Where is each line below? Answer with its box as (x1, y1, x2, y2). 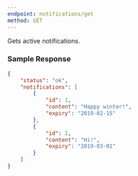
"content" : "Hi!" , (45, 136, 100, 143)
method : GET (7, 17, 43, 24)
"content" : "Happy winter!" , (45, 104, 132, 111)
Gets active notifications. (7, 36, 80, 45)
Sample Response (7, 54, 71, 64)
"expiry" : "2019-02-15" (45, 110, 116, 117)
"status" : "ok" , (20, 77, 69, 84)
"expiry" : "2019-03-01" (45, 143, 116, 150)
